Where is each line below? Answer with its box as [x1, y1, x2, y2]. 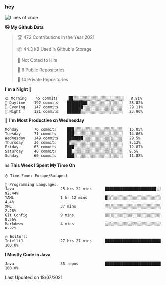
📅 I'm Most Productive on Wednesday [5, 117, 84, 123]
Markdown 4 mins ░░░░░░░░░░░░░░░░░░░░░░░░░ [5, 222, 161, 227]
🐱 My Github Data [5, 24, 44, 30]
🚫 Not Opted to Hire [17, 57, 58, 63]
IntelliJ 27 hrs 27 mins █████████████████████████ [5, 239, 161, 244]
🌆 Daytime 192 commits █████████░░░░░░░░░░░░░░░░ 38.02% [5, 100, 143, 105]
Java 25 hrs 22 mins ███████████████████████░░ [5, 187, 161, 192]
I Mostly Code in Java [5, 252, 51, 258]
